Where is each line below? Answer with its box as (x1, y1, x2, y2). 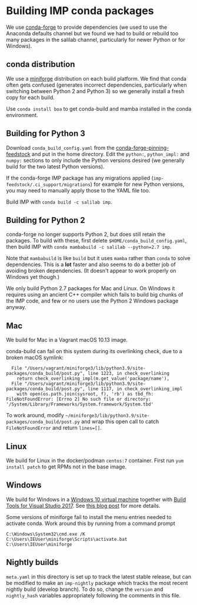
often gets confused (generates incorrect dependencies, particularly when (6, 81, 187, 88)
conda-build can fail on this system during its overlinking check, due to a (6, 348, 182, 355)
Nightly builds (6, 557, 59, 567)
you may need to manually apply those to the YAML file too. (6, 187, 151, 194)
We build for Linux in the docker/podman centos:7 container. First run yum (6, 457, 184, 464)
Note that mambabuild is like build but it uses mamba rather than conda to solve (6, 255, 191, 262)
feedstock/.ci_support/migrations (6, 181, 91, 188)
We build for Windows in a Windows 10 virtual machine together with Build (6, 496, 186, 503)
